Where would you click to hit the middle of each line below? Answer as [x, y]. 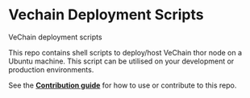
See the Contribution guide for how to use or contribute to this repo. [123, 85]
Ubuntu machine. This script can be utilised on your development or [121, 61]
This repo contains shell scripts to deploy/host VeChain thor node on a [125, 52]
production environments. [51, 69]
